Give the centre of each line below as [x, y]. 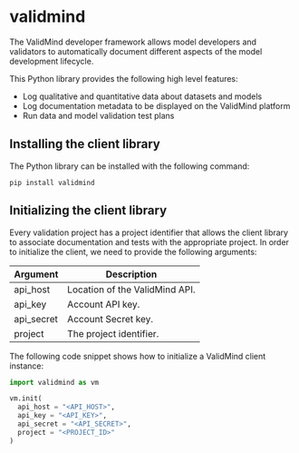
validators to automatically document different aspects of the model [136, 51]
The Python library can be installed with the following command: [130, 166]
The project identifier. [113, 333]
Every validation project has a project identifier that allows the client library [149, 232]
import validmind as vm [54, 382]
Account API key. [104, 304]
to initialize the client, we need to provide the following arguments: [133, 251]
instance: [27, 366]
